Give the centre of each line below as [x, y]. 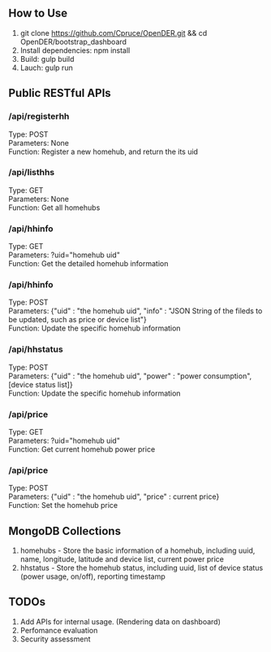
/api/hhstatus [36, 349]
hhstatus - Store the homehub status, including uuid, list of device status [142, 568]
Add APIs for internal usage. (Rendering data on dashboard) [120, 621]
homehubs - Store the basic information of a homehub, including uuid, [138, 551]
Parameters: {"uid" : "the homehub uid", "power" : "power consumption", [130, 376]
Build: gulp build [47, 59]
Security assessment [55, 639]
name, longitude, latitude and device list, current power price [122, 559]
